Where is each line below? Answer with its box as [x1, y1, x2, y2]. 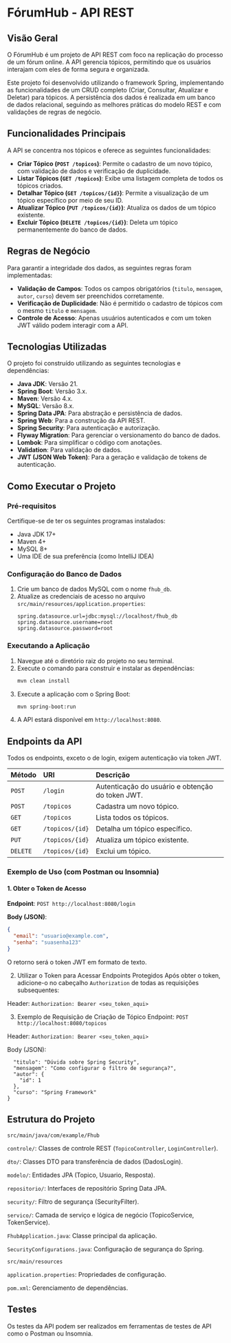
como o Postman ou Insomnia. [7, 1329, 93, 1337]
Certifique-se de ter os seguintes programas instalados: [7, 517, 166, 525]
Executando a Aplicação [7, 641, 90, 651]
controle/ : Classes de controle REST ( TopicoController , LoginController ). [7, 1144, 219, 1152]
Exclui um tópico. [96, 847, 151, 856]
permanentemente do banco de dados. [16, 225, 129, 234]
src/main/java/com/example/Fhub [7, 1132, 100, 1139]
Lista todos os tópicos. [96, 813, 169, 822]
